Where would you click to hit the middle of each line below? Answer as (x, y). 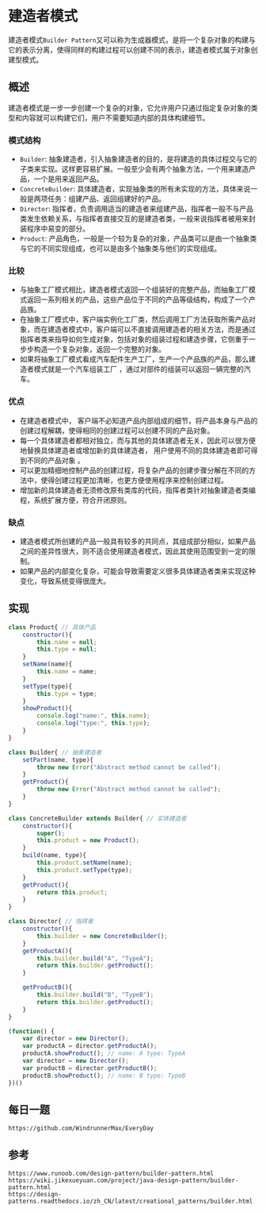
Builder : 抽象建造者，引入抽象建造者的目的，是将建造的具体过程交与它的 (138, 159)
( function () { (32, 1031)
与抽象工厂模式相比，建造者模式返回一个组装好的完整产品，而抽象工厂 (134, 290)
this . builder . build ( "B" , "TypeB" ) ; (95, 995)
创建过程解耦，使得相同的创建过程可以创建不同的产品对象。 (117, 431)
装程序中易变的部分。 (54, 229)
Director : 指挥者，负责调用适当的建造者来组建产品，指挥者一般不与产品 (137, 209)
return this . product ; (72, 892)
